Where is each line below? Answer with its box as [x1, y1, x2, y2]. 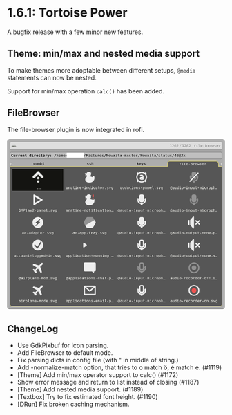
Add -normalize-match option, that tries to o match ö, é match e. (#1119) [17, 363, 222, 371]
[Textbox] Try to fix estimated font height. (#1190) [17, 393, 158, 401]
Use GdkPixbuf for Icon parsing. [17, 341, 109, 350]
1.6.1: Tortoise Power [7, 5, 128, 21]
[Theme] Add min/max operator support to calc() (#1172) [17, 371, 179, 379]
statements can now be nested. [7, 73, 97, 82]
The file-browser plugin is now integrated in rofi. [7, 125, 145, 133]
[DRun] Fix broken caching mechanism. [17, 400, 130, 409]
